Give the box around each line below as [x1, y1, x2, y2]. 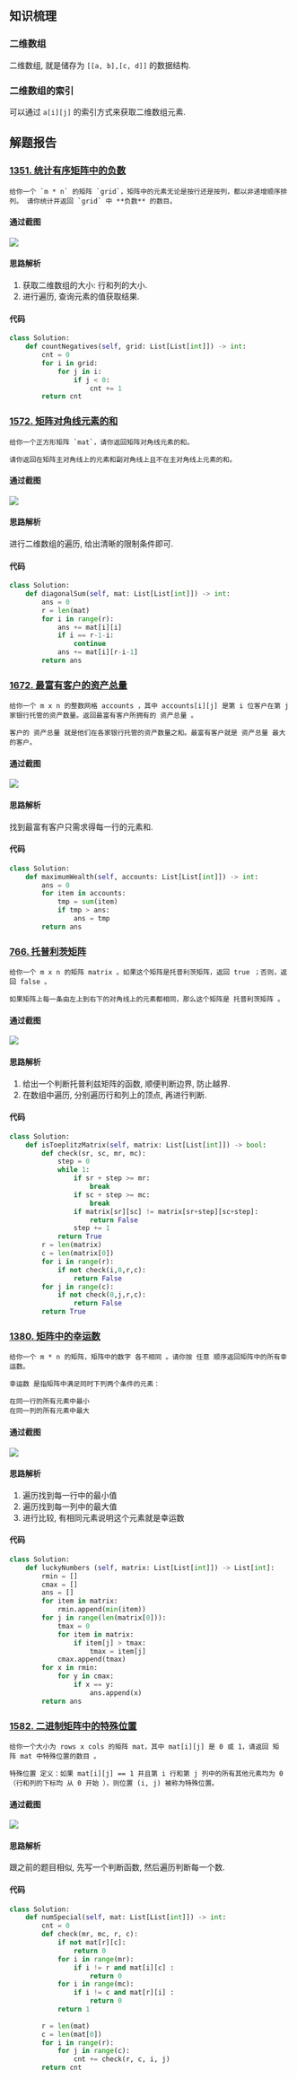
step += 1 [73, 1224, 110, 1233]
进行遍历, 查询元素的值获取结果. [22, 291, 140, 302]
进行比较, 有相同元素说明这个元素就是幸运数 [22, 1512, 185, 1523]
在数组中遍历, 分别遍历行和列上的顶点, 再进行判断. [22, 1089, 207, 1100]
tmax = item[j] [89, 1647, 146, 1655]
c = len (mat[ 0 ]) [41, 2030, 102, 2039]
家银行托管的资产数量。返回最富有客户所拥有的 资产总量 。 [9, 712, 198, 721]
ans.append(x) [89, 1688, 143, 1698]
